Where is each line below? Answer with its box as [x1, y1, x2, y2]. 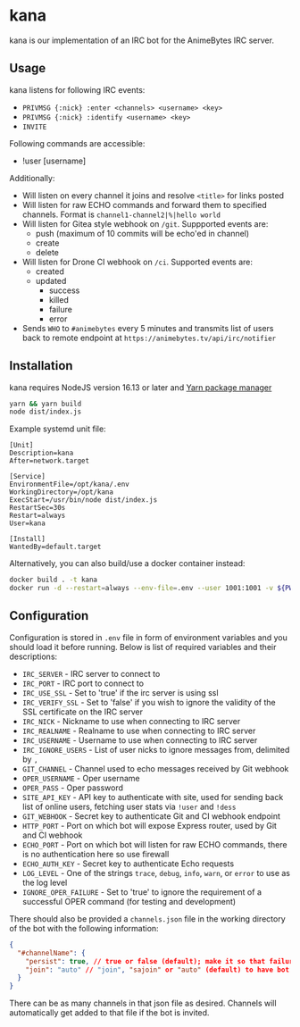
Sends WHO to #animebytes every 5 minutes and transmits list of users [21, 322, 274, 333]
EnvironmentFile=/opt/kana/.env [9, 480, 129, 489]
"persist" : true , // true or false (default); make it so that [25, 956, 266, 965]
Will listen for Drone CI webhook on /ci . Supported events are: [21, 256, 253, 267]
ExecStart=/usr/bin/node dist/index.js [9, 496, 158, 505]
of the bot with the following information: [9, 923, 159, 933]
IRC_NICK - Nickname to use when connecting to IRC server [21, 715, 241, 726]
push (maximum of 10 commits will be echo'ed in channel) [35, 228, 250, 238]
